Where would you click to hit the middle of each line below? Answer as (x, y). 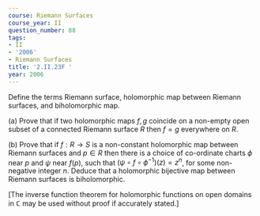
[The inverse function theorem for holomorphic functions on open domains (130, 195)
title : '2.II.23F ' (40, 67)
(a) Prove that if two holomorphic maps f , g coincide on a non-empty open (129, 120)
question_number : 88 (42, 30)
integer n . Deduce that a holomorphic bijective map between (137, 171)
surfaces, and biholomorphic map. (64, 105)
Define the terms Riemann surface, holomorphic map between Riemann (125, 97)
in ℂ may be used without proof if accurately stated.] (94, 203)
